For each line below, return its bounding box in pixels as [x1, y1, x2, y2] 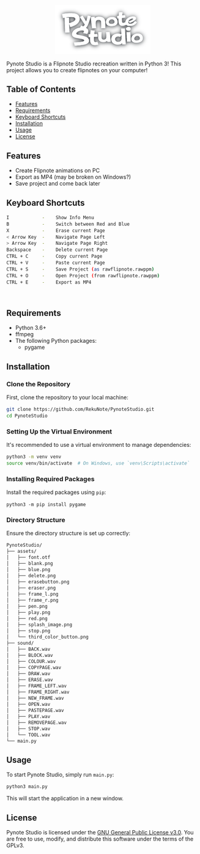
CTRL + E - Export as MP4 [6, 279, 92, 285]
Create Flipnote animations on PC [15, 167, 100, 174]
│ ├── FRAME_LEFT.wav [6, 683, 67, 689]
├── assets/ [6, 549, 37, 555]
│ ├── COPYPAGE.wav [6, 665, 62, 671]
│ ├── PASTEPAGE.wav [6, 708, 64, 714]
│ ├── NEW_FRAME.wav [6, 695, 64, 702]
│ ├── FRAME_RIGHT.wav [6, 689, 70, 695]
